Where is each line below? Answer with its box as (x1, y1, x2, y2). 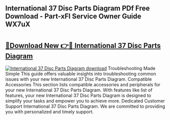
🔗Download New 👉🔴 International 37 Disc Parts (5, 41, 161, 50)
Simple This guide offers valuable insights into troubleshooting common (5, 71, 157, 77)
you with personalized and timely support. (5, 109, 94, 114)
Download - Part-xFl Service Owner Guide (5, 12, 141, 21)
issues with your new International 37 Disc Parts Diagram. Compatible (5, 76, 152, 82)
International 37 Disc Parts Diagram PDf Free (5, 4, 150, 13)
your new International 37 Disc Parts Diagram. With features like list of (5, 87, 153, 93)
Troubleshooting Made (108, 65, 156, 71)
